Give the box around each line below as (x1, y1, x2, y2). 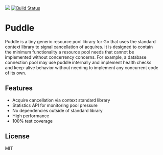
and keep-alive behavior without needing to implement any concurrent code (5, 64, 159, 71)
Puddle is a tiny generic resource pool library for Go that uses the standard (5, 38, 156, 44)
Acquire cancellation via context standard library (12, 97, 110, 103)
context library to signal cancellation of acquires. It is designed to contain (5, 44, 153, 50)
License (5, 132, 30, 141)
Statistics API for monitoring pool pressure (12, 102, 98, 108)
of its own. (5, 70, 26, 76)
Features (5, 84, 33, 93)
